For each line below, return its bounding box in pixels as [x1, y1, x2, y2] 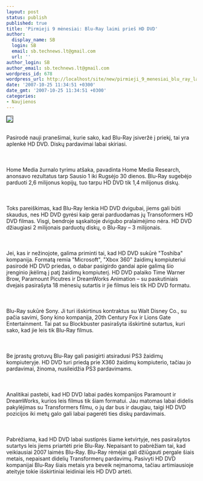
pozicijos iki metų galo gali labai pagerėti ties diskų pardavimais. [6, 410, 166, 417]
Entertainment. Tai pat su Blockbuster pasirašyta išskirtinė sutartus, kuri [6, 320, 185, 327]
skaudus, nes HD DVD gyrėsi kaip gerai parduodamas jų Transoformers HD [6, 211, 193, 218]
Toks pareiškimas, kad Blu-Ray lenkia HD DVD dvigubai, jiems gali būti [6, 204, 181, 211]
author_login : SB [6, 59, 50, 65]
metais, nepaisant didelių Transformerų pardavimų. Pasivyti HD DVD [6, 454, 176, 462]
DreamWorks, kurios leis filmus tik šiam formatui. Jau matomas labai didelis [6, 397, 194, 404]
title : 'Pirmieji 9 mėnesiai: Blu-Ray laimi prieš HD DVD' [6, 25, 158, 32]
